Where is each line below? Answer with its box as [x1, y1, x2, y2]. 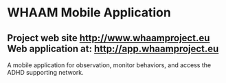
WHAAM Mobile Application [7, 5, 172, 21]
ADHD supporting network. [7, 69, 84, 76]
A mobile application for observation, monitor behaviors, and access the [7, 61, 212, 69]
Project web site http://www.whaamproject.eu [7, 32, 210, 44]
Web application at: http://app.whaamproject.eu [7, 43, 219, 54]
